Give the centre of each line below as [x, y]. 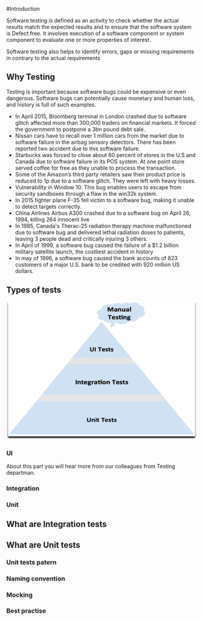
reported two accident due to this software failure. [77, 149]
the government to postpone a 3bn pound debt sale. [80, 129]
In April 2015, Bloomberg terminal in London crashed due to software [101, 116]
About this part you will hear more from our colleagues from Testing [91, 466]
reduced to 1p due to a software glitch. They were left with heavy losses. [105, 181]
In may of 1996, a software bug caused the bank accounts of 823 [96, 258]
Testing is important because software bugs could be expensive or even [96, 92]
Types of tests [34, 290]
